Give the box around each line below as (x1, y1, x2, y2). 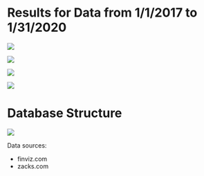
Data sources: (7, 141, 47, 150)
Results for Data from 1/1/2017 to (7, 5, 198, 21)
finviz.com (17, 155, 48, 163)
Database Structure (7, 105, 122, 121)
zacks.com (17, 161, 49, 170)
